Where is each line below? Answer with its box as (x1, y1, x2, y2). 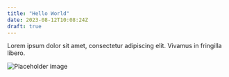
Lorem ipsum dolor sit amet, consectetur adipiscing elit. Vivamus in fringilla (7, 42, 222, 50)
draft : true (7, 23, 42, 30)
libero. (7, 49, 26, 57)
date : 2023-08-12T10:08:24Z (7, 16, 89, 23)
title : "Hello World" (7, 10, 70, 17)
